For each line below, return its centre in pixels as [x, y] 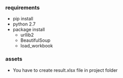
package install [29, 30]
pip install [23, 19]
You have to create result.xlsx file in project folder [65, 70]
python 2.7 [24, 24]
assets [14, 59]
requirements [23, 8]
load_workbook [37, 46]
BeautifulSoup [35, 40]
